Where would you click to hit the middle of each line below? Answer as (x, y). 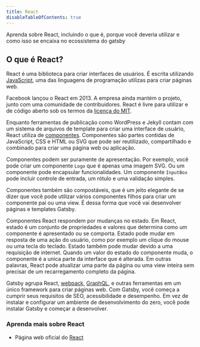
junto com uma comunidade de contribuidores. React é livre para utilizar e (97, 105)
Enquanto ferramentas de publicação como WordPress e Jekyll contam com (100, 123)
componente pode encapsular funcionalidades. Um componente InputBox (97, 172)
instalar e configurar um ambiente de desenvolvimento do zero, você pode (98, 302)
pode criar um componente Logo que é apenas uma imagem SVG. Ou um (96, 166)
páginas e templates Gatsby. (41, 209)
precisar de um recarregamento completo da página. (71, 272)
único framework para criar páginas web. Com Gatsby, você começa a (93, 290)
